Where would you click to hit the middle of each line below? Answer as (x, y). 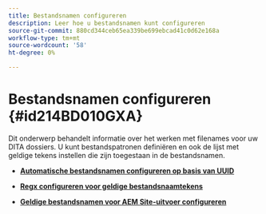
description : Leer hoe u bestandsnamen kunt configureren (107, 23)
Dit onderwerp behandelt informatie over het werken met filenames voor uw (133, 138)
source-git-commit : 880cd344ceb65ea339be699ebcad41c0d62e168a (114, 30)
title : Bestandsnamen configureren (67, 16)
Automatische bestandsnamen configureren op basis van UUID (127, 170)
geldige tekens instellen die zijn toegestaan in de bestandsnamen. (117, 155)
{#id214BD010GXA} (76, 116)
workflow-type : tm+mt (44, 38)
